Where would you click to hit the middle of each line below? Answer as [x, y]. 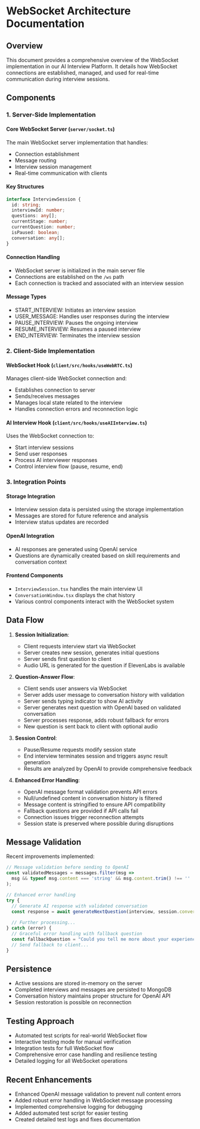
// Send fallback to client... [50, 945]
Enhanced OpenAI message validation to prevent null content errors [98, 1094]
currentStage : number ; [40, 222]
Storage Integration [31, 496]
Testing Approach [40, 1021]
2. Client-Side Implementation [51, 350]
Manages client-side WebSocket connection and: [66, 379]
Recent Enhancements [49, 1080]
